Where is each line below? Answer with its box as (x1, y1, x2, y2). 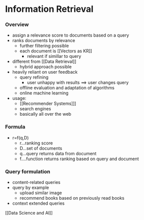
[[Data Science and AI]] (5, 210, 53, 216)
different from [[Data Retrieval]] (12, 58, 76, 65)
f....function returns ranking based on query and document (19, 156, 139, 162)
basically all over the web (19, 111, 72, 117)
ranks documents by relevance (12, 38, 75, 44)
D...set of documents (19, 145, 63, 151)
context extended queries (12, 200, 65, 206)
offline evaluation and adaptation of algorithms (19, 85, 115, 91)
